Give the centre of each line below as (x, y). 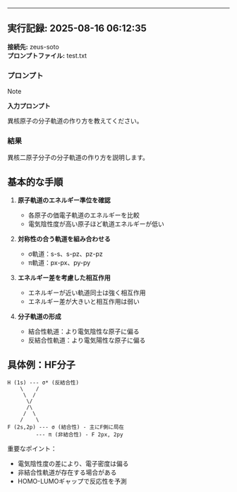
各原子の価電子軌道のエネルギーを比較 (84, 215)
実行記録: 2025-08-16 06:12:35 (77, 29)
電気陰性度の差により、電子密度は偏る (73, 464)
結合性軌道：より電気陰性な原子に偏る (84, 331)
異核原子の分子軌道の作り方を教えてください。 (75, 121)
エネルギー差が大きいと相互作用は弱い (84, 302)
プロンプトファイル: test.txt (47, 55)
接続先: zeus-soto (34, 47)
